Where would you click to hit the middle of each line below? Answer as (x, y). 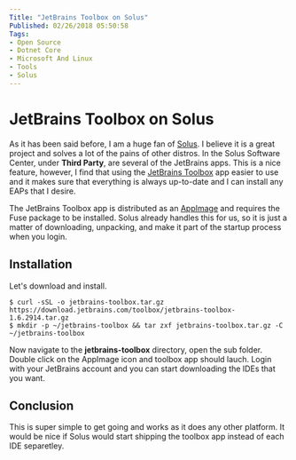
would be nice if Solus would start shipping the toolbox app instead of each (147, 437)
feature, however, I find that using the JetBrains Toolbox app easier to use (144, 172)
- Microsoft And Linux (51, 59)
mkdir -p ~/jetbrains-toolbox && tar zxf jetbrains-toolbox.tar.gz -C (150, 325)
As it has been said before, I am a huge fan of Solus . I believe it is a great (142, 144)
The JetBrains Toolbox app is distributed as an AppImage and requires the (145, 208)
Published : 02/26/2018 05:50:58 (69, 26)
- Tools (23, 67)
